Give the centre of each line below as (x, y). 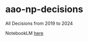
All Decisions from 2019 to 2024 (39, 23)
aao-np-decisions (44, 9)
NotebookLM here (24, 33)
